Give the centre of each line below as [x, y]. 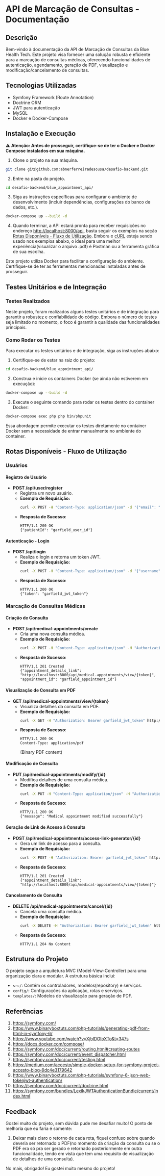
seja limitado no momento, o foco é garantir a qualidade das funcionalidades [83, 322]
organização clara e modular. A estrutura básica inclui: [60, 976]
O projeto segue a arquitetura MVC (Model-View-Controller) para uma [76, 971]
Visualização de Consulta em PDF [41, 690]
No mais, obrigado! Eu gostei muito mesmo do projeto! [60, 1169]
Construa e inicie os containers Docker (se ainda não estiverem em [80, 379]
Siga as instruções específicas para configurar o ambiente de [75, 197]
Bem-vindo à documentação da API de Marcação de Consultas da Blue [77, 49]
